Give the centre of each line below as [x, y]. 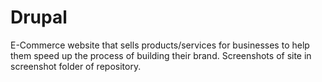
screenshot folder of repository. [76, 66]
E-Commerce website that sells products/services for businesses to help [160, 45]
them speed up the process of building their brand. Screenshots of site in [161, 55]
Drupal [39, 17]
